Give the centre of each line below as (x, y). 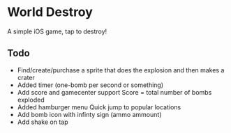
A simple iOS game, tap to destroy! (57, 31)
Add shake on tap (43, 122)
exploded (31, 100)
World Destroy (50, 12)
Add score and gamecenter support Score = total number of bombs (114, 92)
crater (26, 77)
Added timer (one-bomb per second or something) (90, 85)
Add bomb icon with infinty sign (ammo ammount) (89, 114)
